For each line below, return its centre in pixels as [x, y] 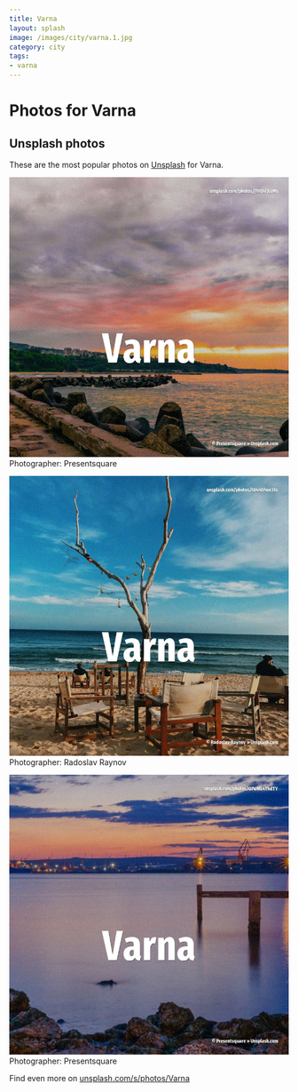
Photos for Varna [73, 111]
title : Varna [33, 19]
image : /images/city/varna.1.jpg [71, 37]
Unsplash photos [57, 143]
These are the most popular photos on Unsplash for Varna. [117, 165]
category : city [37, 47]
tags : [19, 56]
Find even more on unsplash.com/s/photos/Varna [100, 1078]
